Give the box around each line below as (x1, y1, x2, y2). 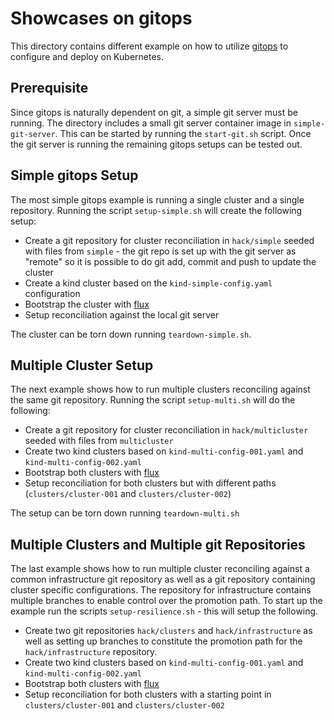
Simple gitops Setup (10, 167, 139, 184)
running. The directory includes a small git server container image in (10, 117, 292, 129)
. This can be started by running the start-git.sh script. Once (54, 127, 312, 139)
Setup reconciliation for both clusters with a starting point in (24, 688, 272, 701)
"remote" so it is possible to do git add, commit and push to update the (24, 255, 317, 267)
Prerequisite (10, 80, 89, 97)
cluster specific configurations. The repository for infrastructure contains (10, 584, 312, 596)
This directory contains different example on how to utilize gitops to (10, 40, 289, 52)
